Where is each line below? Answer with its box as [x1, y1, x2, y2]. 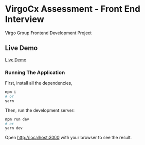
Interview [5, 14, 45, 25]
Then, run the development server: [5, 107, 75, 113]
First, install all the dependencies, [5, 80, 72, 86]
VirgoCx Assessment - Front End [5, 3, 141, 15]
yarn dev [5, 126, 23, 131]
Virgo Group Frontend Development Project [5, 30, 92, 36]
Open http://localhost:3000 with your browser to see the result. [5, 135, 132, 141]
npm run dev [5, 117, 29, 122]
